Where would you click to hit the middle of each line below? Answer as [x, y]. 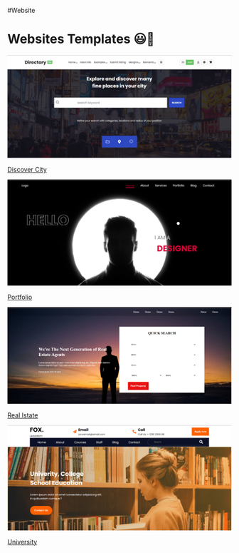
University [22, 542]
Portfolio [20, 297]
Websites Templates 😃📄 [81, 39]
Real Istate [23, 415]
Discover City [27, 170]
